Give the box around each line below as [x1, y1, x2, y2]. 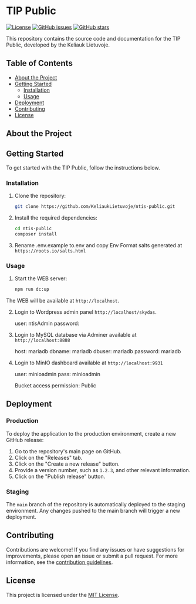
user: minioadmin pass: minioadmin [14, 371, 101, 378]
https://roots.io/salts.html [14, 248, 86, 254]
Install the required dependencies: [14, 214, 98, 221]
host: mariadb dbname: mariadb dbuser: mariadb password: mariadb [14, 348, 181, 355]
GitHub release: [6, 436, 44, 443]
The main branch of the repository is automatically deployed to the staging [6, 501, 185, 508]
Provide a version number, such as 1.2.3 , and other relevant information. [14, 466, 191, 473]
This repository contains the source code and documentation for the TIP [6, 35, 181, 42]
